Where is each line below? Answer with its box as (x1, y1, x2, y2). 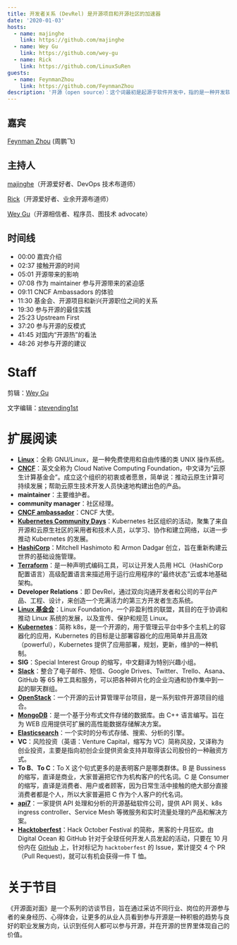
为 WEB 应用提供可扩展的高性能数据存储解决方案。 (17, 720, 166, 728)
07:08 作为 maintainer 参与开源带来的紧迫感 (17, 279, 145, 287)
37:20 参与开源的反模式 (17, 322, 86, 330)
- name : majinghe (13, 30, 65, 37)
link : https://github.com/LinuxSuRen (20, 63, 131, 70)
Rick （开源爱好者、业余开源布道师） (7, 195, 113, 203)
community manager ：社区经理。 (17, 499, 118, 508)
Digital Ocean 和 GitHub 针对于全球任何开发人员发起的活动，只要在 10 (17, 834, 221, 843)
